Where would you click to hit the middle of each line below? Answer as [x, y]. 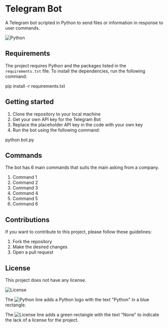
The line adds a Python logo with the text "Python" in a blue [77, 300]
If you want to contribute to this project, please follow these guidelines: [78, 232]
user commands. [23, 28]
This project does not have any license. [46, 280]
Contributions [27, 220]
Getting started [30, 102]
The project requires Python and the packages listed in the [66, 65]
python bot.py [20, 140]
